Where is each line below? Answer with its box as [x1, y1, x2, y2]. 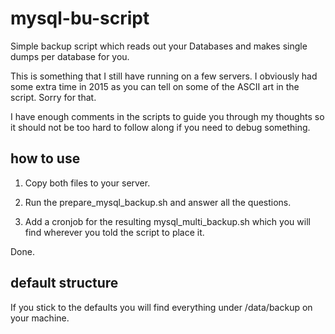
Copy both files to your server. [24, 177, 151, 189]
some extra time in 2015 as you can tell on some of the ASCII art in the [10, 80, 300, 92]
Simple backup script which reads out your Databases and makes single [10, 40, 308, 52]
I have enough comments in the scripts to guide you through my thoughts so [10, 110, 325, 122]
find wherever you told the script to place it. [24, 226, 205, 238]
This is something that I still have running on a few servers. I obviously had [10, 70, 318, 82]
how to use [10, 150, 81, 167]
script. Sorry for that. [10, 91, 97, 103]
